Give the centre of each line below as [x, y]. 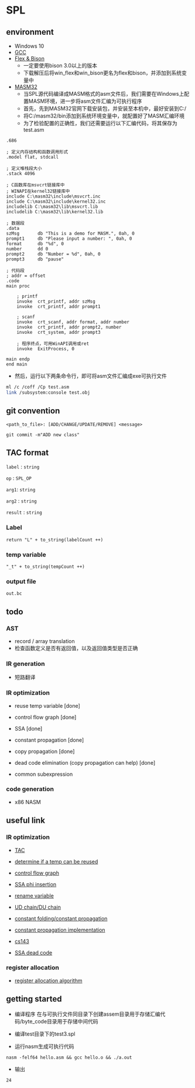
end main [17, 364]
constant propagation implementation [60, 930]
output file [21, 581]
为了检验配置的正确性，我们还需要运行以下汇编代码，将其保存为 [100, 123]
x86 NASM [28, 802]
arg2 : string [21, 501]
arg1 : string [21, 490]
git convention [33, 411]
